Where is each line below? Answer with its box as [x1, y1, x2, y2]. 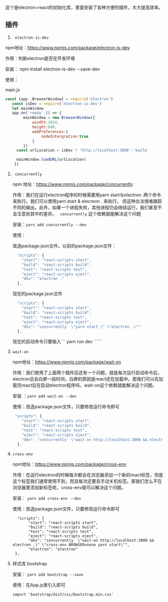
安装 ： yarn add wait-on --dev [12, 393, 77, 399]
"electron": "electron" [28, 547, 78, 552]
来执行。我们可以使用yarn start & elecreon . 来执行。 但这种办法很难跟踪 [12, 198, 162, 204]
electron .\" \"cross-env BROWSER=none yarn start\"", [12, 543, 130, 548]
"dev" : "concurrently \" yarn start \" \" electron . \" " [22, 324, 141, 329]
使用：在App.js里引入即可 [12, 582, 66, 588]
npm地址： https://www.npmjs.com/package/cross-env [12, 461, 127, 467]
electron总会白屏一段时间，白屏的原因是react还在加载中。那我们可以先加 [12, 376, 163, 382]
